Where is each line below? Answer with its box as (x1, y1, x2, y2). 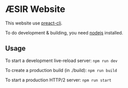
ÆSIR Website (5, 3, 65, 15)
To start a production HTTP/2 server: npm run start (5, 76, 111, 83)
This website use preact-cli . (5, 20, 62, 26)
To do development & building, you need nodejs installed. (5, 29, 123, 35)
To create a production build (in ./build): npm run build (5, 67, 117, 73)
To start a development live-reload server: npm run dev (5, 57, 118, 63)
